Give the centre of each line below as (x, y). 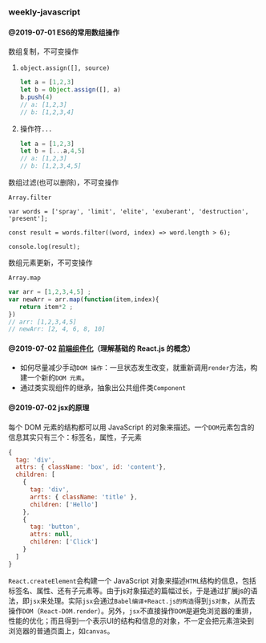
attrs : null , (51, 535)
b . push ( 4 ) (36, 97)
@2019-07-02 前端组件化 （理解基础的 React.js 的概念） (101, 348)
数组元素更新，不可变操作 (50, 262)
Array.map (25, 278)
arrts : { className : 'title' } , (83, 497)
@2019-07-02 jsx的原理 (49, 408)
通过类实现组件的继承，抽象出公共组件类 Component (103, 388)
